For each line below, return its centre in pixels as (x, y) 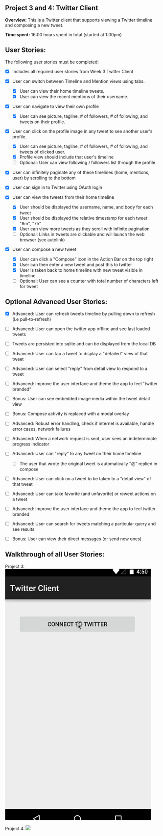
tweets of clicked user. (42, 152)
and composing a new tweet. (34, 25)
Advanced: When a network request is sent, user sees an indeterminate (84, 439)
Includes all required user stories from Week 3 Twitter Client (73, 71)
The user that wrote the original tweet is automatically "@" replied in (88, 464)
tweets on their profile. (42, 122)
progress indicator (31, 444)
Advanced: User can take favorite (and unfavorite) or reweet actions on (84, 494)
